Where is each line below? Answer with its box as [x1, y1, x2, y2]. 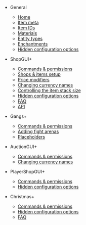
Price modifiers [17, 77, 50, 82]
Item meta [17, 20, 39, 25]
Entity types [17, 35, 43, 41]
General [10, 5, 27, 10]
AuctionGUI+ [10, 144, 37, 150]
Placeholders [17, 134, 46, 140]
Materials [17, 30, 37, 36]
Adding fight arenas [17, 128, 59, 134]
